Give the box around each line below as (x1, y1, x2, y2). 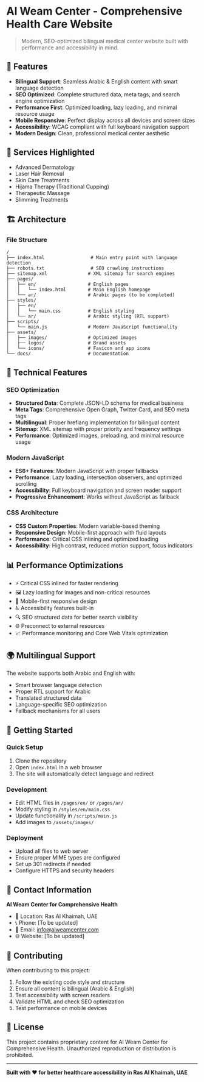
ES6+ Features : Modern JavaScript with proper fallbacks (15, 468, 158, 475)
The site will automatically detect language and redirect (15, 770, 154, 777)
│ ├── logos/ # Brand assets (6, 340, 126, 346)
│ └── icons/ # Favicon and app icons (6, 346, 151, 352)
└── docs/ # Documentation (6, 351, 129, 357)
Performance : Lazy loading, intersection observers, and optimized (15, 474, 182, 481)
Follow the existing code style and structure (15, 978, 125, 986)
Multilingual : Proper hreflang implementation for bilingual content (15, 419, 180, 426)
